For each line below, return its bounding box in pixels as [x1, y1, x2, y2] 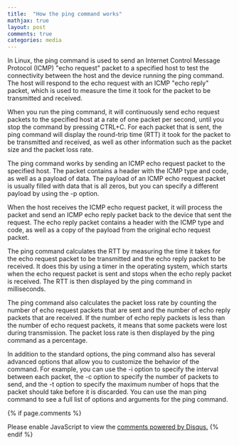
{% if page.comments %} [7, 409, 82, 417]
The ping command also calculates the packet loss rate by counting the [7, 299, 217, 307]
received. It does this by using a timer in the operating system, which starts [7, 262, 228, 270]
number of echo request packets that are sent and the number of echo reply [7, 306, 231, 314]
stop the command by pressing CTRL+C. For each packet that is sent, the [7, 123, 223, 131]
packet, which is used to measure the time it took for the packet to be [7, 87, 211, 95]
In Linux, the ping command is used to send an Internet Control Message [7, 56, 221, 65]
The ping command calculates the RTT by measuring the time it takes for [7, 247, 221, 256]
